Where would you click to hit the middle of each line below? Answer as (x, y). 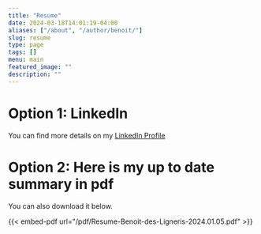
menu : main (26, 60)
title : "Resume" (35, 15)
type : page (26, 45)
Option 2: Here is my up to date (112, 167)
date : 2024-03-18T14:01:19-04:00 (63, 23)
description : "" (35, 74)
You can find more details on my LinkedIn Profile (87, 135)
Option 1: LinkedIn (68, 113)
